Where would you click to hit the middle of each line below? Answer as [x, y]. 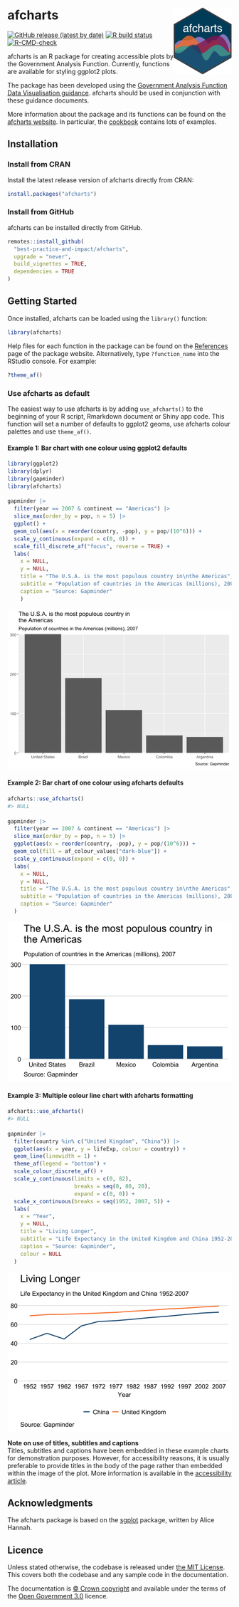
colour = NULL [41, 1254]
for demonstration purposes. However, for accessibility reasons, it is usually [118, 1458]
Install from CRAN [39, 164]
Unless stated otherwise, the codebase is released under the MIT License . [116, 1567]
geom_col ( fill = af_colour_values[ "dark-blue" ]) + [90, 852]
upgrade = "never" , [43, 256]
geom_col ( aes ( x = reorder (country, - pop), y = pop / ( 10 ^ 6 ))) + [108, 531]
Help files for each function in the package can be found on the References [118, 346]
